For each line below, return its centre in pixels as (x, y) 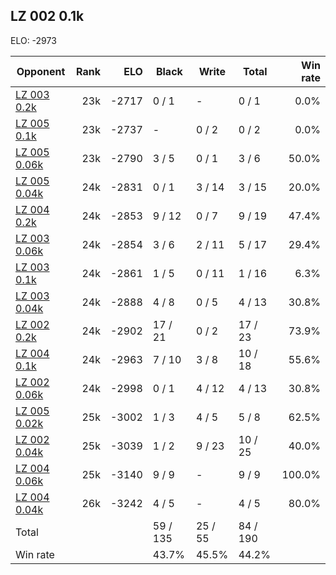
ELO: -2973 (33, 40)
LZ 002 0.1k (47, 16)
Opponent (41, 71)
